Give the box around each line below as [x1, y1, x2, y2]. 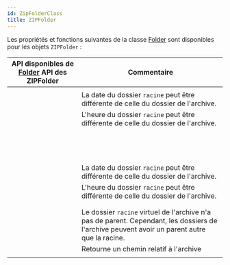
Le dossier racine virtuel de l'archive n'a [81, 207, 211, 216]
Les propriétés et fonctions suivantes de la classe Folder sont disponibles [7, 35, 214, 43]
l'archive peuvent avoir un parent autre [81, 224, 206, 234]
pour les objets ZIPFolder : [7, 42, 82, 51]
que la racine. [81, 233, 125, 242]
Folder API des [18, 67, 67, 77]
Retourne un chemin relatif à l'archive [81, 244, 202, 253]
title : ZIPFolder [7, 16, 57, 23]
